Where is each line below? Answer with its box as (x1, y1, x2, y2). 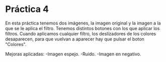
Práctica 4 (5, 3, 49, 15)
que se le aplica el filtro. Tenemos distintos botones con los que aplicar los (5, 25, 160, 31)
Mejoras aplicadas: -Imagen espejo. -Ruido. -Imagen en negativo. (5, 51, 141, 57)
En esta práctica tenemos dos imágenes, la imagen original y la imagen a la (5, 20, 161, 26)
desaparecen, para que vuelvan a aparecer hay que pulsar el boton (5, 36, 145, 42)
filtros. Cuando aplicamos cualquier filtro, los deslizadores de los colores (5, 30, 156, 36)
